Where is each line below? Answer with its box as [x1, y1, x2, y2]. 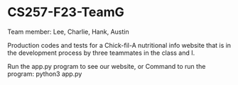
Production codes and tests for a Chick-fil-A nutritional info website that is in [7, 41, 232, 49]
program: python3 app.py [7, 70, 82, 78]
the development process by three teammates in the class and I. [7, 48, 195, 57]
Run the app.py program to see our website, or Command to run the [7, 62, 206, 70]
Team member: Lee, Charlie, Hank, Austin [7, 27, 129, 36]
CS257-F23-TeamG [7, 4, 124, 20]
